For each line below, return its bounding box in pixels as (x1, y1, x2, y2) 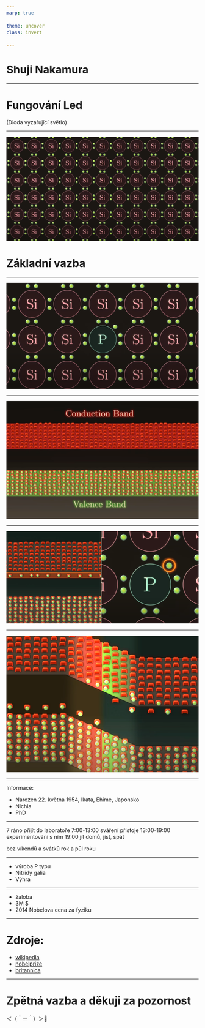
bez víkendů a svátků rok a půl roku (6, 845, 96, 852)
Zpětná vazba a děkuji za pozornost (6, 994, 191, 1007)
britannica (15, 966, 41, 974)
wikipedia (15, 953, 40, 961)
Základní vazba (6, 256, 86, 270)
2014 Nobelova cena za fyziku (15, 906, 92, 914)
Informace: (6, 784, 34, 791)
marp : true (6, 10, 34, 16)
